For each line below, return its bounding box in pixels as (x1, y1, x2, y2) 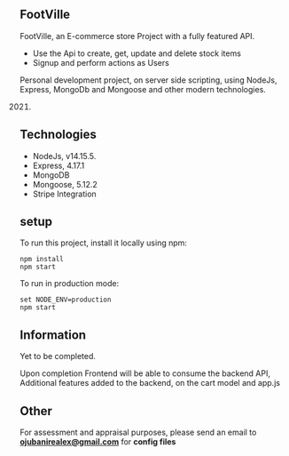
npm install (20, 255, 64, 264)
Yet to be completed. (20, 351, 97, 362)
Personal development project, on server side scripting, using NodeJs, (20, 75, 278, 85)
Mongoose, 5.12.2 (32, 179, 98, 189)
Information (20, 327, 87, 342)
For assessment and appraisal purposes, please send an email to (20, 427, 257, 438)
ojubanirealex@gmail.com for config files (20, 436, 176, 447)
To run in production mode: (20, 278, 120, 289)
